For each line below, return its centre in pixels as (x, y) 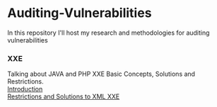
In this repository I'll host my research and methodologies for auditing (108, 33)
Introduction (25, 89)
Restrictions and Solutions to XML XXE (64, 96)
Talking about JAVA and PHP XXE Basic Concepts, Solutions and (101, 74)
